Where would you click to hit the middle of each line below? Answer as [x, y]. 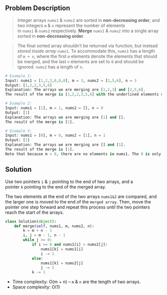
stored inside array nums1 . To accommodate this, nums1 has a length [86, 51]
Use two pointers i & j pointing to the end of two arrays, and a [69, 182]
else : [37, 258]
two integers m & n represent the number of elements [71, 25]
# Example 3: [19, 131]
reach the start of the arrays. [35, 212]
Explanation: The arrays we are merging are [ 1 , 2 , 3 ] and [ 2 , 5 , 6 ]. [75, 90]
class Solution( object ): [31, 221]
